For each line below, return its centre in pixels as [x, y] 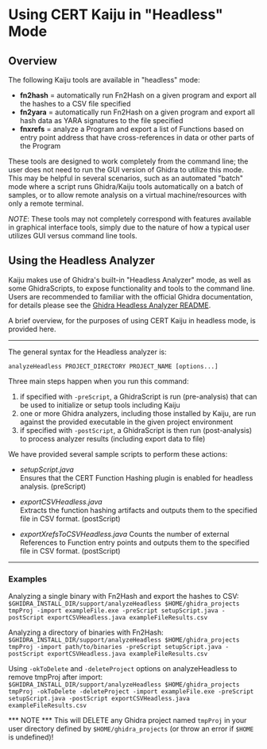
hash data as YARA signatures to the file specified [101, 120]
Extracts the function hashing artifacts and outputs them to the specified [139, 510]
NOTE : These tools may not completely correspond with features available [130, 219]
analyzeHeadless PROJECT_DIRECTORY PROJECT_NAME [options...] [113, 366]
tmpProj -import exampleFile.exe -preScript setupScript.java [113, 611]
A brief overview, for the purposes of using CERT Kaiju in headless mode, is [132, 320]
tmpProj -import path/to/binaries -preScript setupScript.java [115, 647]
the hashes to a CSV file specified [75, 104]
